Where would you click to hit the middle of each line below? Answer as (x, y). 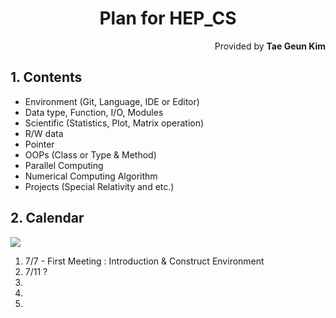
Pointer (39, 144)
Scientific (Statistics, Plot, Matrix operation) (114, 123)
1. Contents (46, 77)
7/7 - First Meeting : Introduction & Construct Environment (144, 261)
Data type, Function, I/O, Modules (94, 112)
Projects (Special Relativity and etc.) (99, 186)
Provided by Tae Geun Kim (270, 46)
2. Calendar (47, 218)
